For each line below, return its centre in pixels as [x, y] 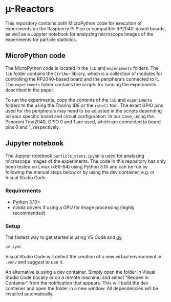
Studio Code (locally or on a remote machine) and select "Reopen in [77, 277]
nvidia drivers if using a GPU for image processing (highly [73, 207]
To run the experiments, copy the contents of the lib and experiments [79, 100]
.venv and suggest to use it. [35, 262]
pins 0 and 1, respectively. [33, 127]
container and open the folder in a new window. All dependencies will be [82, 289]
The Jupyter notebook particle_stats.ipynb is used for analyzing [75, 156]
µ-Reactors [30, 9]
